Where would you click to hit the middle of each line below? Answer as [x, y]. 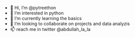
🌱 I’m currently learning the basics [46, 18]
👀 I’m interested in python [37, 13]
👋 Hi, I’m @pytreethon [33, 8]
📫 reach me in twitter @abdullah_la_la [50, 29]
